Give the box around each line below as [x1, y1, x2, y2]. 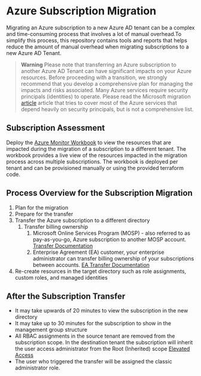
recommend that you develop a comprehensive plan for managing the [20, 80, 193, 87]
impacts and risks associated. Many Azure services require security [20, 86, 188, 93]
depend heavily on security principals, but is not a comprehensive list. [20, 105, 194, 113]
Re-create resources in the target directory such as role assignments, [14, 268, 187, 275]
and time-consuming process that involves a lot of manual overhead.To [6, 30, 182, 37]
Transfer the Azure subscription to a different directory [14, 217, 150, 224]
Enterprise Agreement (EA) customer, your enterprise [32, 248, 165, 256]
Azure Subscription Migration [6, 4, 157, 18]
